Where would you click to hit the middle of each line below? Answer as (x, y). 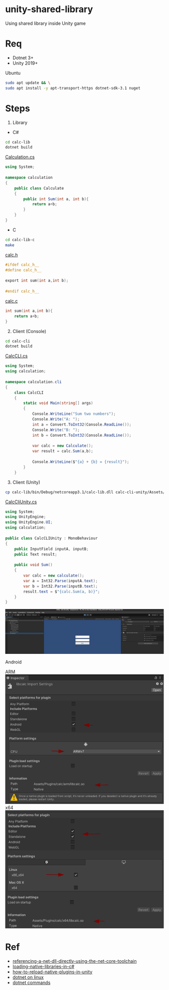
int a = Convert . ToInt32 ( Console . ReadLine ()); (82, 425)
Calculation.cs (20, 157)
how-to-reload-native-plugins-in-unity (52, 972)
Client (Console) (29, 331)
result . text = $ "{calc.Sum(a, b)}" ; (62, 592)
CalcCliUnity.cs (21, 502)
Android (13, 662)
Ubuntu (13, 73)
